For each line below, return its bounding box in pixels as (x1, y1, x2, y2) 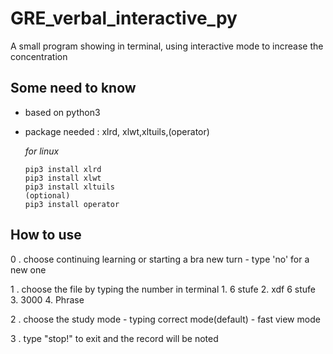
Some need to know (10, 80, 137, 97)
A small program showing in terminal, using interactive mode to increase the (10, 40, 324, 52)
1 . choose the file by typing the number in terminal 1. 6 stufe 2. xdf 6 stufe (10, 283, 317, 295)
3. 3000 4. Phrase (10, 293, 85, 306)
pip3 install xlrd (24, 164, 102, 174)
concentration (10, 50, 68, 62)
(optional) (24, 190, 71, 201)
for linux (24, 145, 60, 157)
